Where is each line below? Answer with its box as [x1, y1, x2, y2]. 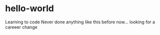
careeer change [5, 24, 38, 30]
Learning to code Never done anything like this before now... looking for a [5, 19, 155, 25]
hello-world [5, 3, 54, 14]
